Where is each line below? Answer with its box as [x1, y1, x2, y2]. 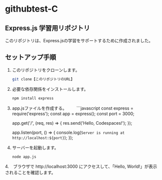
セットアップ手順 [5, 53, 56, 62]
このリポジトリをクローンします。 [12, 67, 80, 73]
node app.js [12, 154, 36, 159]
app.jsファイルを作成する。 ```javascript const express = [12, 105, 133, 111]
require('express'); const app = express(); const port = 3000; [12, 111, 135, 116]
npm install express [12, 96, 54, 100]
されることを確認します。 [5, 170, 56, 176]
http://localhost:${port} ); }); [12, 134, 74, 140]
